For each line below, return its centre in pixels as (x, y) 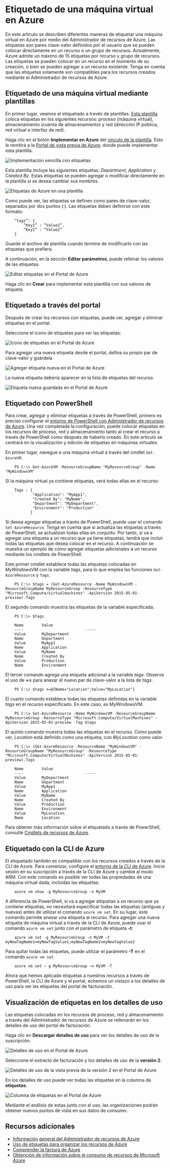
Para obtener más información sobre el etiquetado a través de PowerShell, (83, 827)
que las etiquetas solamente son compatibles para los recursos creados (80, 72)
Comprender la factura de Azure (46, 1149)
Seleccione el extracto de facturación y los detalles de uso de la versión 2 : (83, 1060)
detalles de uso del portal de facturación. (48, 1025)
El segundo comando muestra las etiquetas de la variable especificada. (80, 607)
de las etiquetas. (23, 264)
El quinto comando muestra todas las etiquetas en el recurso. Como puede (83, 732)
